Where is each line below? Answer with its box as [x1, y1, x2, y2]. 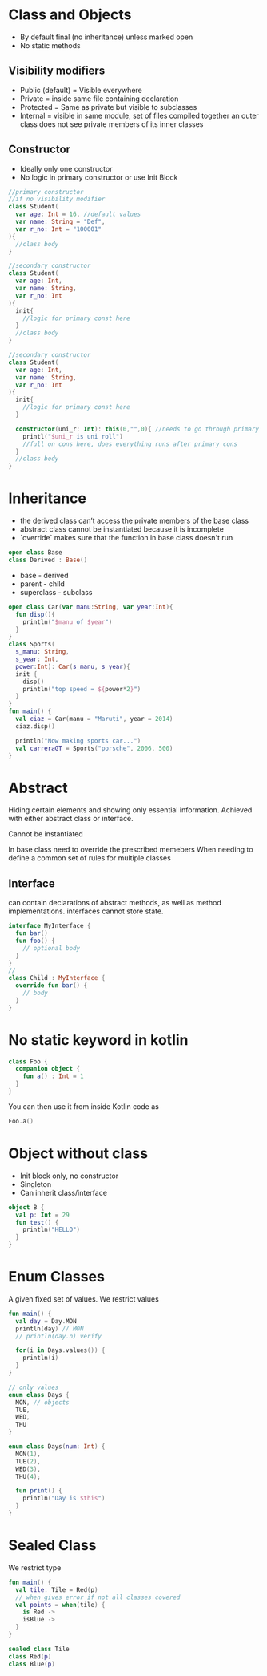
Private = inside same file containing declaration [19, 94, 179, 103]
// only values [8, 1383, 59, 1391]
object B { [8, 1203, 45, 1212]
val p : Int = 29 [15, 1211, 70, 1219]
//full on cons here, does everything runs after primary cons [22, 439, 238, 448]
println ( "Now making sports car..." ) [15, 736, 141, 745]
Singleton [19, 1179, 52, 1188]
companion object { [15, 1065, 81, 1073]
